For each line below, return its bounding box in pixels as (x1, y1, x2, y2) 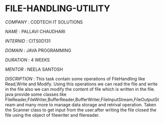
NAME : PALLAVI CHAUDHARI (5, 28, 66, 34)
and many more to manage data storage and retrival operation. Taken (16, 102, 157, 107)
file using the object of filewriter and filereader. (5, 112, 100, 118)
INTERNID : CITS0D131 (5, 38, 51, 44)
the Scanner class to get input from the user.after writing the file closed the (5, 107, 157, 113)
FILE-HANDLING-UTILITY (5, 3, 110, 14)
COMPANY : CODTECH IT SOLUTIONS (5, 19, 83, 25)
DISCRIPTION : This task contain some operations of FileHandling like (5, 76, 145, 82)
